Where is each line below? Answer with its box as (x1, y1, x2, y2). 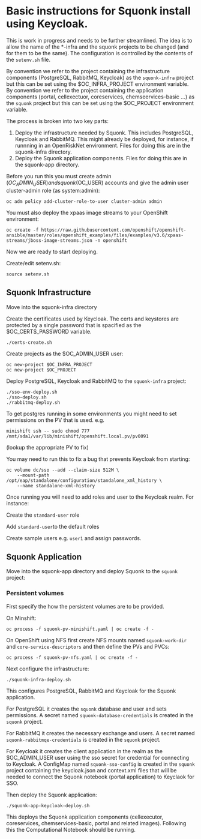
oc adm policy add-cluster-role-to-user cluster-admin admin (6, 198, 163, 205)
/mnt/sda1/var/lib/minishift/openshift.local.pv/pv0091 (6, 433, 149, 439)
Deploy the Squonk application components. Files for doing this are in (14, 154, 187, 161)
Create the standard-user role (6, 511, 80, 519)
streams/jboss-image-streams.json (6, 237, 93, 244)
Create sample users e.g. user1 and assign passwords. (6, 534, 142, 541)
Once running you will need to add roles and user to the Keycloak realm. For (6, 493, 194, 501)
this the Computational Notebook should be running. (6, 826, 136, 833)
